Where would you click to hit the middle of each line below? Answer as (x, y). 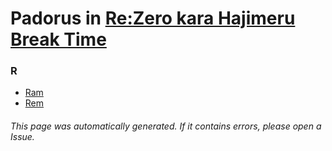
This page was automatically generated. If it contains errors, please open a (166, 126)
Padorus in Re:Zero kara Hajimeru (153, 18)
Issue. (22, 137)
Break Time (58, 39)
